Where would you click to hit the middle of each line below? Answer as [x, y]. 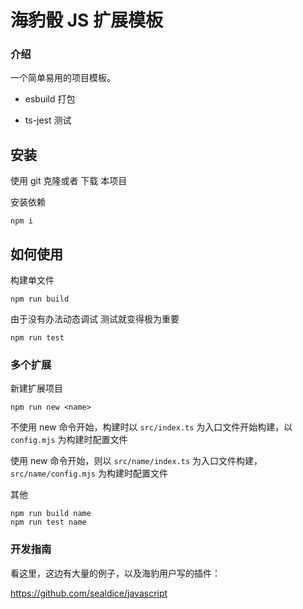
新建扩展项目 [36, 388]
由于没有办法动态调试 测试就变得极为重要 [95, 319]
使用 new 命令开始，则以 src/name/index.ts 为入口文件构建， [136, 461]
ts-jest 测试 [48, 120]
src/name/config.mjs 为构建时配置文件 [89, 473]
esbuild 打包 [50, 99]
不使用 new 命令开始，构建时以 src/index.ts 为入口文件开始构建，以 [151, 427]
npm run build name [51, 514]
